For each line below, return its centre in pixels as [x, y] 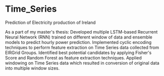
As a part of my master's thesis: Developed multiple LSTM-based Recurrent [82, 32]
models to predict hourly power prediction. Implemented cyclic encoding [78, 42]
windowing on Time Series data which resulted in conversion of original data [82, 63]
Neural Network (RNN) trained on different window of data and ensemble [79, 37]
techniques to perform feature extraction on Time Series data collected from [82, 47]
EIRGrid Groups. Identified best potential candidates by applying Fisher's [78, 53]
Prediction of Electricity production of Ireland [50, 22]
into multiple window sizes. [32, 68]
